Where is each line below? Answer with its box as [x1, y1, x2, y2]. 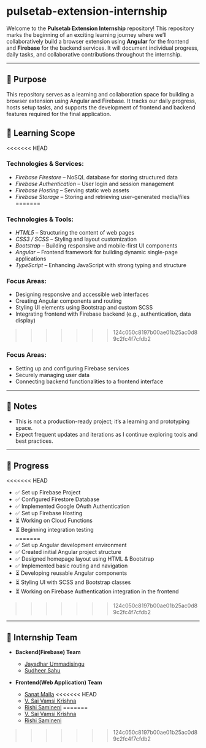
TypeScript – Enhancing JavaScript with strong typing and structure [15, 262, 187, 269]
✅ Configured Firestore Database [15, 496, 100, 503]
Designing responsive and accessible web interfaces [15, 290, 149, 298]
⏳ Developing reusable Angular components [15, 569, 128, 577]
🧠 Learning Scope [6, 128, 75, 139]
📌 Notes [6, 401, 37, 412]
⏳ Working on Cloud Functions [15, 517, 93, 524]
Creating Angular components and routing [15, 297, 122, 305]
